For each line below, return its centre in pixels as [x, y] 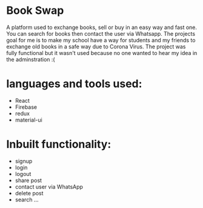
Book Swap [35, 11]
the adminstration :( [31, 59]
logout [23, 174]
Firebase [26, 107]
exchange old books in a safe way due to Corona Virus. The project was [96, 47]
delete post [29, 193]
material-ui [28, 120]
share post [28, 180]
